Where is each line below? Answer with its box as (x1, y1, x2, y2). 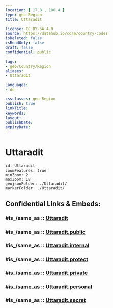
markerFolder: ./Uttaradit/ (5, 185, 65, 191)
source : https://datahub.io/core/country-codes (5, 31, 108, 36)
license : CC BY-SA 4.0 (5, 26, 53, 31)
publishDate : (5, 120, 33, 125)
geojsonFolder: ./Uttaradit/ (5, 181, 67, 186)
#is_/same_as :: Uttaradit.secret (5, 296, 86, 303)
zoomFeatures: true (5, 167, 47, 173)
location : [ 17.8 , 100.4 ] (5, 7, 65, 13)
